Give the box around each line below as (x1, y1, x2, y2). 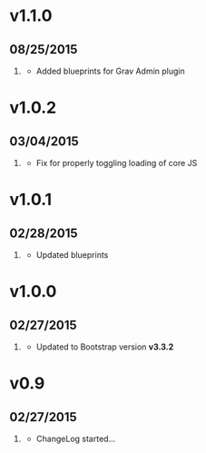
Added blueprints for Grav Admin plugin (35, 65, 186, 76)
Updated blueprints (35, 250, 109, 260)
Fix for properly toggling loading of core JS (35, 158, 198, 168)
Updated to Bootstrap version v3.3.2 (35, 341, 174, 352)
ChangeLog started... (35, 433, 116, 444)
